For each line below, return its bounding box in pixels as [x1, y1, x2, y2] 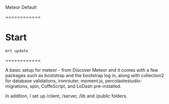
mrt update [5, 48, 28, 54]
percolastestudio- [105, 78, 143, 84]
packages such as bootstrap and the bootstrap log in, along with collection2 [5, 72, 164, 78]
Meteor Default [5, 5, 37, 10]
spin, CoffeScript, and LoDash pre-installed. [29, 83, 122, 89]
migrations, [5, 83, 29, 89]
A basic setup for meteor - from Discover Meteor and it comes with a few [5, 67, 158, 73]
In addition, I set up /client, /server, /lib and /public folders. [5, 93, 128, 99]
